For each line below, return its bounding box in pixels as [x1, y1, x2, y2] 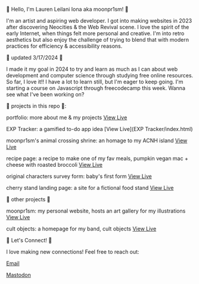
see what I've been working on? [6, 91, 85, 98]
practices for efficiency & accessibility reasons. [6, 42, 123, 49]
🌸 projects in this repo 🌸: [6, 102, 67, 110]
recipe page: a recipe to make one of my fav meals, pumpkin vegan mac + [6, 155, 189, 162]
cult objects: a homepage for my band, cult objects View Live [6, 225, 157, 232]
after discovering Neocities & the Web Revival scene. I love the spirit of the [6, 24, 189, 30]
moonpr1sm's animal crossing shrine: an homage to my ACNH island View [6, 137, 188, 144]
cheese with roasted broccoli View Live [6, 161, 103, 168]
